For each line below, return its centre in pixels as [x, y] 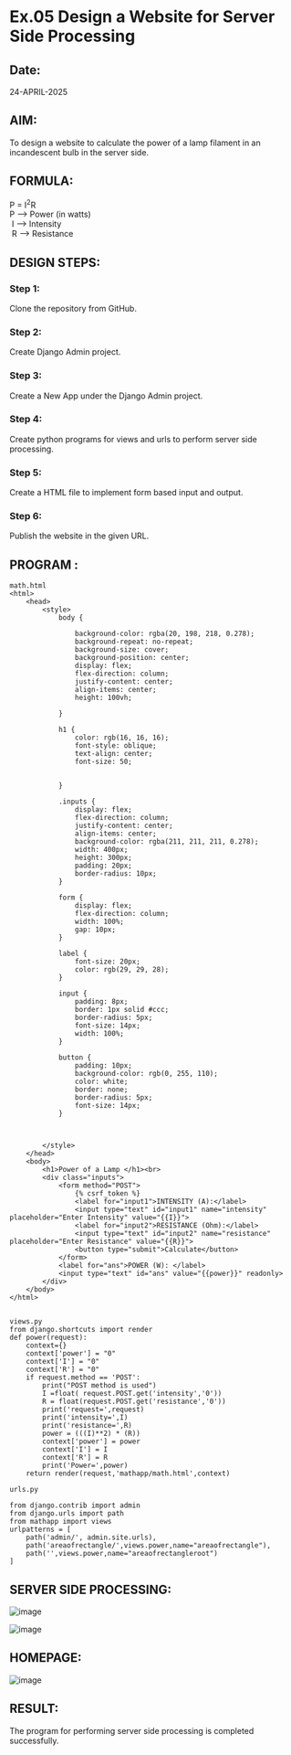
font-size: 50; [103, 762]
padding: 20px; [103, 866]
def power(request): [49, 1338]
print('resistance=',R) [87, 1426]
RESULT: [34, 1709]
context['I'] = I [75, 1450]
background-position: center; [132, 658]
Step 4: [26, 420]
